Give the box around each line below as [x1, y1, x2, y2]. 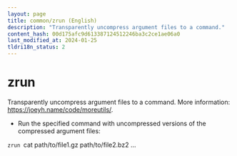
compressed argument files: [17, 126, 101, 135]
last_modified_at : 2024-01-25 [7, 37, 98, 44]
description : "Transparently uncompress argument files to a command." [7, 24, 225, 31]
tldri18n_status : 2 [7, 43, 66, 51]
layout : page [7, 10, 46, 18]
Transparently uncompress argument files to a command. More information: [7, 98, 231, 106]
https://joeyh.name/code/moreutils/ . [7, 105, 114, 114]
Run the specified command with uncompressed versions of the [17, 119, 206, 128]
